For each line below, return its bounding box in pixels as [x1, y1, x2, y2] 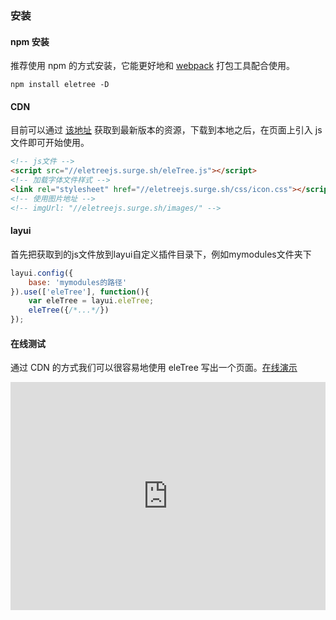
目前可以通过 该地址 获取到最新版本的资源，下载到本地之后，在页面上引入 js [10, 124, 323, 136]
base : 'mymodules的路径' [28, 277, 128, 287]
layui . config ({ [10, 268, 74, 278]
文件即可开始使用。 [10, 137, 90, 149]
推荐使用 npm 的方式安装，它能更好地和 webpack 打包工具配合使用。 [10, 60, 296, 72]
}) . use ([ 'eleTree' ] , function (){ [10, 287, 150, 297]
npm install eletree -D [10, 80, 110, 90]
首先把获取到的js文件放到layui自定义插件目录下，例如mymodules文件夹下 [10, 248, 312, 260]
